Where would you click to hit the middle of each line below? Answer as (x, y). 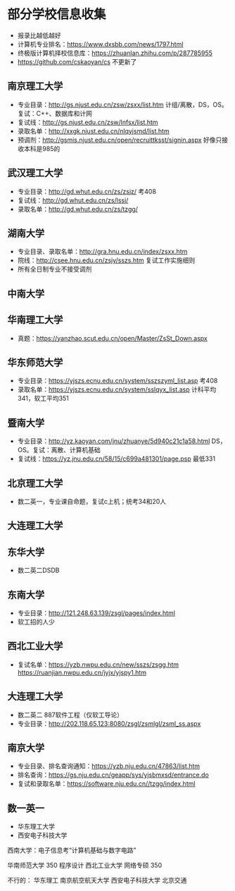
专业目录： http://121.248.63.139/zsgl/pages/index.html (96, 613)
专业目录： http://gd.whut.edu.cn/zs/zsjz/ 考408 (87, 191)
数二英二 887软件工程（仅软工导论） (70, 715)
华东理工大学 (36, 827)
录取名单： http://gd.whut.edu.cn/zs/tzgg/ (78, 209)
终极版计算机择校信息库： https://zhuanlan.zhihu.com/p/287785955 (115, 53)
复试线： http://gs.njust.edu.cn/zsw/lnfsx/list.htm (88, 122)
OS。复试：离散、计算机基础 (59, 450)
